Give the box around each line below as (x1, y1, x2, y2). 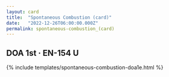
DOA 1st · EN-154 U (6, 48, 79, 58)
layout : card (6, 8, 39, 15)
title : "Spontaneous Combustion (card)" (6, 14, 112, 20)
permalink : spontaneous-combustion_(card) (6, 25, 115, 32)
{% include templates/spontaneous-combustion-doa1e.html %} (6, 64, 164, 71)
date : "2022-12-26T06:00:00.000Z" (6, 20, 98, 26)
